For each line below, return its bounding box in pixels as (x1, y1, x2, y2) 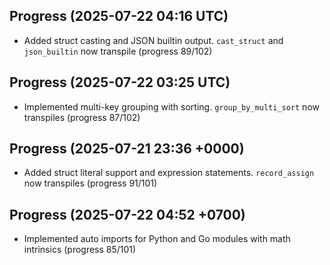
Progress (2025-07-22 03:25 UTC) (9, 74, 231, 91)
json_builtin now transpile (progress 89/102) (23, 45, 213, 57)
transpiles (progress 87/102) (23, 111, 141, 123)
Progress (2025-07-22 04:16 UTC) (9, 8, 229, 25)
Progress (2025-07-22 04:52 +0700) (9, 206, 246, 223)
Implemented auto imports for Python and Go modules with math (23, 233, 291, 245)
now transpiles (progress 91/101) (23, 177, 158, 189)
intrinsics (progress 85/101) (23, 244, 137, 256)
